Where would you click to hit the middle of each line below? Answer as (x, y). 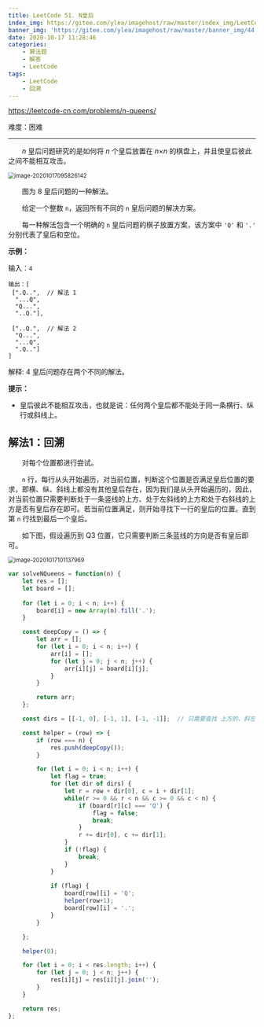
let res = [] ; (45, 582)
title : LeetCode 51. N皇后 (51, 15)
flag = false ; (115, 813)
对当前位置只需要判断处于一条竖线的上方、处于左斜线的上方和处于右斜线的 (128, 499)
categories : (27, 45)
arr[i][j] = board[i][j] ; (106, 668)
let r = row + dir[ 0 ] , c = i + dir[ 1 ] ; (129, 791)
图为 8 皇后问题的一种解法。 (68, 191)
